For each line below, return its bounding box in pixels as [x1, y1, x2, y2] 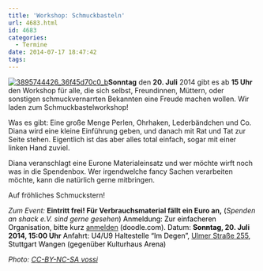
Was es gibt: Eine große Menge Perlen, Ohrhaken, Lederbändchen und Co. [8, 118, 252, 127]
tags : [8, 56, 26, 64]
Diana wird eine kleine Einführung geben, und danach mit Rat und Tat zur [8, 126, 246, 135]
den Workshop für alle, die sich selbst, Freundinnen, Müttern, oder [8, 85, 224, 95]
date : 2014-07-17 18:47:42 [8, 48, 97, 56]
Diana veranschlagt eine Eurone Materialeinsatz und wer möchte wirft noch [8, 158, 254, 167]
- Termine [15, 41, 47, 49]
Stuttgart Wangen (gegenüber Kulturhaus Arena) [8, 239, 167, 249]
